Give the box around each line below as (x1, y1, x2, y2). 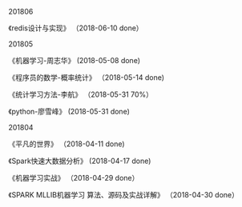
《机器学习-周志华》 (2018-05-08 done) (8, 56, 141, 65)
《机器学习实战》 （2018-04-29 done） (8, 173, 139, 182)
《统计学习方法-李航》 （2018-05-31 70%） (8, 90, 154, 99)
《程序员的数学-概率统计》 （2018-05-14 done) (8, 73, 165, 82)
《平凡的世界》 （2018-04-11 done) (8, 139, 126, 149)
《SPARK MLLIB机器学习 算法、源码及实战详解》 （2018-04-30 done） (8, 190, 239, 199)
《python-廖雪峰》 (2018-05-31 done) (8, 107, 131, 116)
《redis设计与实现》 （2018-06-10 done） (8, 23, 143, 33)
